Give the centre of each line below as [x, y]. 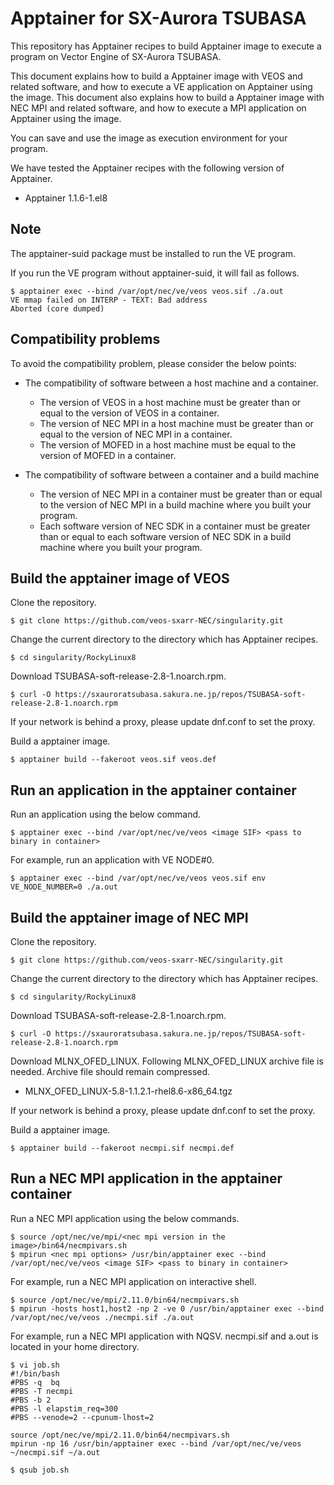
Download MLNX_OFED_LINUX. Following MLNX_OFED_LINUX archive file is [167, 1061]
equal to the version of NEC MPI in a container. [136, 434]
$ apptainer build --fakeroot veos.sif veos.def [113, 760]
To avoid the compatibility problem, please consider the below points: [153, 363]
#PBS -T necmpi [42, 1391]
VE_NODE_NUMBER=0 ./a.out [64, 887]
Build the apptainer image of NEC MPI [129, 917]
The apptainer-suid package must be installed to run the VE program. [153, 253]
